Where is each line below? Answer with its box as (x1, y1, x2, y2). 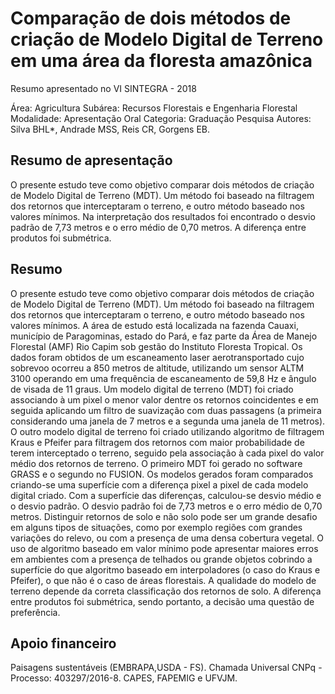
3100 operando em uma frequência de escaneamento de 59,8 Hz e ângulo (10, 372, 317, 384)
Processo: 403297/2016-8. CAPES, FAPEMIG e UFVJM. (10, 672, 238, 684)
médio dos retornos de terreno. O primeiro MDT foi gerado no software (10, 457, 303, 469)
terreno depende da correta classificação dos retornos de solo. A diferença (10, 585, 322, 597)
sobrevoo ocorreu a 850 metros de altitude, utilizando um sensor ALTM (10, 362, 305, 374)
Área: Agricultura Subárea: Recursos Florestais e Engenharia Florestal (10, 102, 298, 114)
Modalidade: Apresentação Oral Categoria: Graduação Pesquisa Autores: (10, 112, 312, 124)
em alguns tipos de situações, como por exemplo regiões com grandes (10, 521, 303, 533)
